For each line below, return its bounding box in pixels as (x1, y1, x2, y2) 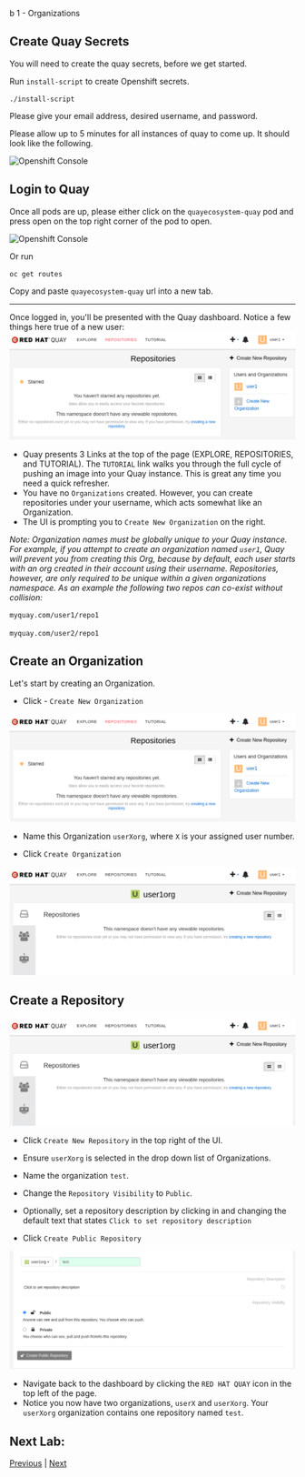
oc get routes (9, 269, 64, 278)
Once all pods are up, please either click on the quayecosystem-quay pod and (9, 206, 294, 216)
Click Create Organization (22, 849, 122, 859)
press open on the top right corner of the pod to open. (9, 216, 212, 226)
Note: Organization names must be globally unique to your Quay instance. (9, 534, 288, 545)
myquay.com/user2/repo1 (9, 629, 100, 638)
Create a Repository (9, 993, 125, 1009)
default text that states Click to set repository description (22, 1215, 252, 1226)
